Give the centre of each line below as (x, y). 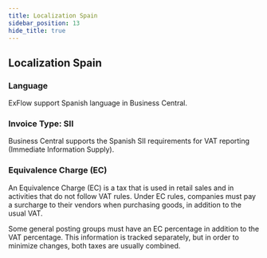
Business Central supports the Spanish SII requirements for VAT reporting (129, 141)
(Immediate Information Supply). (61, 149)
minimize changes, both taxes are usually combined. (94, 245)
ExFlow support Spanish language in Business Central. (98, 103)
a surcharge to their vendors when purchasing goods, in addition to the (125, 204)
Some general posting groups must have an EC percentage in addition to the (134, 228)
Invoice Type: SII (41, 123)
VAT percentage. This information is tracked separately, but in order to (124, 237)
